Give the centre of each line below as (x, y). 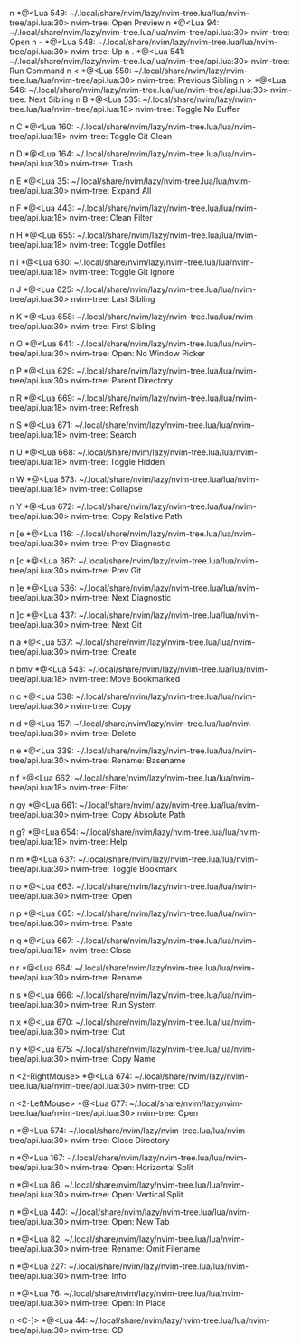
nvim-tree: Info (99, 1276)
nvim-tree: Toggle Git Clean (121, 136)
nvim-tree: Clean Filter (111, 218)
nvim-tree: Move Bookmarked (125, 679)
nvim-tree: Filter (99, 787)
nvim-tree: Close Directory (120, 1140)
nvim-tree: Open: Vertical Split (127, 1194)
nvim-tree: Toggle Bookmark (124, 869)
